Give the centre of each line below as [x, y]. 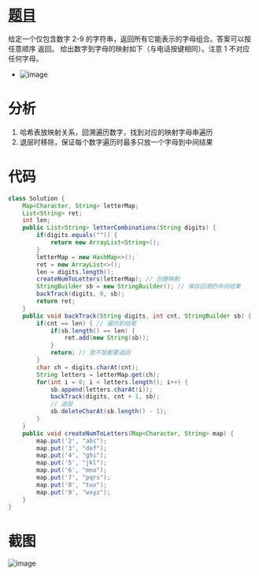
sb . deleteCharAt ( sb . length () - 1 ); [109, 412]
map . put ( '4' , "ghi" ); [72, 456]
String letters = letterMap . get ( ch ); [98, 375]
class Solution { [37, 198]
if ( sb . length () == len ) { [92, 331]
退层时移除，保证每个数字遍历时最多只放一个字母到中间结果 [116, 141]
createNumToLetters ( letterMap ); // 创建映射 [108, 279]
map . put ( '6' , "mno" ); [72, 470]
